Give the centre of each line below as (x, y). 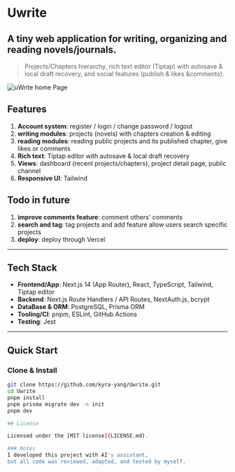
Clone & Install (32, 370)
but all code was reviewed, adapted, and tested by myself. (97, 462)
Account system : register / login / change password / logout (105, 126)
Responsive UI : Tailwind (52, 178)
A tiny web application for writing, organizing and (117, 39)
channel (29, 171)
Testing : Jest (36, 322)
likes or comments (44, 148)
